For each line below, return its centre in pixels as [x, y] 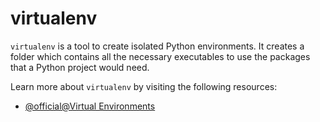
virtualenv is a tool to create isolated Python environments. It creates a [157, 46]
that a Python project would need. [80, 67]
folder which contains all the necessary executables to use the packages [160, 56]
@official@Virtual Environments [90, 106]
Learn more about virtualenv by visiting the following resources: [144, 86]
